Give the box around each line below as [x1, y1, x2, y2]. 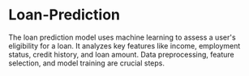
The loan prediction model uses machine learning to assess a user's [8, 32, 237, 42]
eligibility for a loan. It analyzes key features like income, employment [8, 40, 241, 50]
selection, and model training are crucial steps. [8, 58, 165, 68]
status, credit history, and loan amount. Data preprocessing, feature [8, 49, 234, 59]
